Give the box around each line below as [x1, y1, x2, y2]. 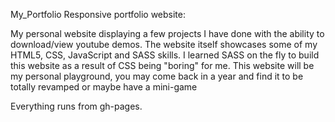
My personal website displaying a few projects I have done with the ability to [10, 28, 325, 39]
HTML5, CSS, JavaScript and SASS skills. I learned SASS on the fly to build [10, 49, 320, 61]
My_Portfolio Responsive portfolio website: [10, 9, 186, 20]
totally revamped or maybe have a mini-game [10, 81, 198, 93]
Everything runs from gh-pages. [10, 100, 143, 112]
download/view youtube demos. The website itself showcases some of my [10, 39, 318, 50]
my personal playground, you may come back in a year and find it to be [10, 70, 304, 82]
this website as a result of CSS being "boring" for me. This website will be [10, 60, 315, 71]
